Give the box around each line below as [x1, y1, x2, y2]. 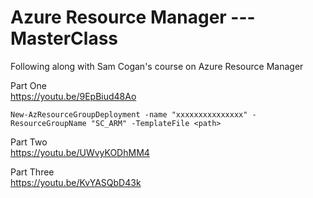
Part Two [10, 136, 48, 148]
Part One [10, 79, 47, 91]
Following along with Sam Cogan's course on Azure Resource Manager [10, 60, 304, 72]
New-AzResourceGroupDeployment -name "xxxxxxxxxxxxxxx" [10, 109, 248, 120]
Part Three [10, 166, 55, 178]
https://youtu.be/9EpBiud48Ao [10, 90, 137, 102]
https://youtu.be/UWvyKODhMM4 [10, 146, 150, 158]
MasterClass [10, 27, 119, 50]
